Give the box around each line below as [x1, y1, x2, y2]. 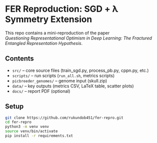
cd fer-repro [5, 120, 32, 125]
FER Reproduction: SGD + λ [5, 3, 118, 15]
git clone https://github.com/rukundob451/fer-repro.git [5, 115, 124, 120]
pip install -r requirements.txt [5, 133, 73, 139]
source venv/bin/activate [5, 129, 58, 134]
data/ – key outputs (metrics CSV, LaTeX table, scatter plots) [12, 83, 134, 89]
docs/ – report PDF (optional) [12, 88, 70, 94]
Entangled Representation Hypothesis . [5, 40, 83, 46]
